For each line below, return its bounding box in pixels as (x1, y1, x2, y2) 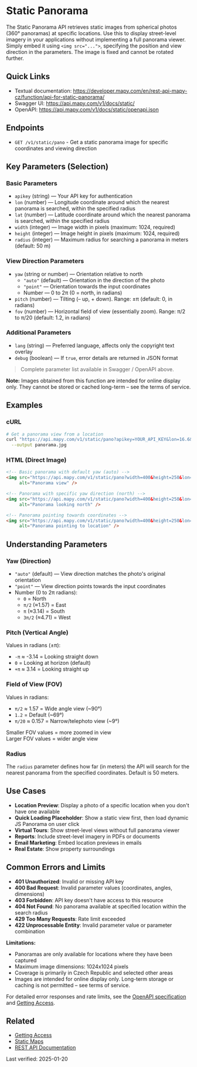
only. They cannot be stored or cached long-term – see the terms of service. (6, 383, 191, 390)
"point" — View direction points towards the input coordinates (14, 583, 166, 590)
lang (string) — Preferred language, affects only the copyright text (14, 342, 175, 349)
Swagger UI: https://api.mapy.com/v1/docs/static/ (14, 100, 135, 107)
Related (6, 1016, 35, 1026)
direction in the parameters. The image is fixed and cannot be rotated (6, 48, 174, 55)
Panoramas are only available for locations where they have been (14, 950, 173, 957)
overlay (14, 348, 33, 355)
